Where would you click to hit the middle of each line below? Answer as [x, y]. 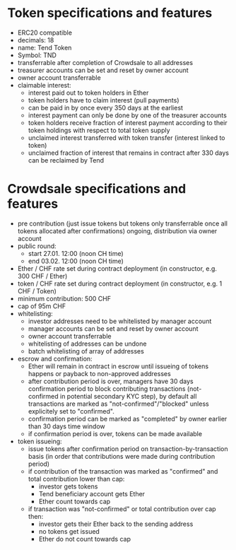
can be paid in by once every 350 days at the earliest [106, 107]
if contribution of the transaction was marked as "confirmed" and [123, 471]
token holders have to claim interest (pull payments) [104, 100]
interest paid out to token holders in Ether [88, 93]
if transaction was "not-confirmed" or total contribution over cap [122, 509]
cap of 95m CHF [41, 306]
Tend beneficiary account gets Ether [92, 493]
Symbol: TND [37, 55]
